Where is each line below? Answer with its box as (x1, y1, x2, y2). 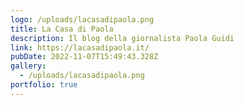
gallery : (10, 61, 47, 71)
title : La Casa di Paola (10, 24, 114, 34)
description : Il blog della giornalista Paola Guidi (10, 33, 235, 43)
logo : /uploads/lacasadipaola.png (10, 14, 155, 25)
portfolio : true (10, 80, 78, 90)
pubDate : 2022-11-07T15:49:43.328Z (10, 52, 159, 62)
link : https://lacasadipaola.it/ (10, 42, 150, 53)
